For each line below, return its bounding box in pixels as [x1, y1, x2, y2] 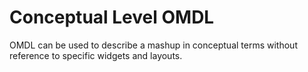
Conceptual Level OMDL [9, 6, 215, 29]
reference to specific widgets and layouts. [9, 49, 183, 61]
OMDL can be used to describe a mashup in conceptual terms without [9, 39, 298, 51]
